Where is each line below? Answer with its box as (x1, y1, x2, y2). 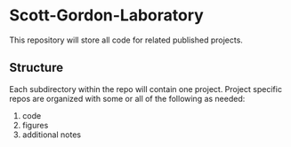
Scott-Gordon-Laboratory (9, 5, 205, 26)
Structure (9, 60, 64, 75)
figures (21, 120, 49, 130)
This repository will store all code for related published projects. (9, 35, 243, 45)
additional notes (21, 129, 82, 140)
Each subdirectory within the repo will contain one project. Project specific (9, 83, 283, 94)
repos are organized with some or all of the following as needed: (9, 93, 246, 104)
